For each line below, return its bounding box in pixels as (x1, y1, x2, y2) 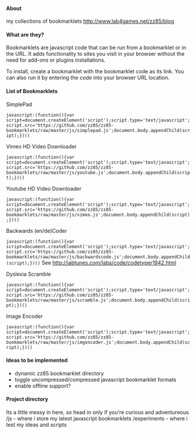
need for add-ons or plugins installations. (6, 56, 106, 64)
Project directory (6, 396, 49, 403)
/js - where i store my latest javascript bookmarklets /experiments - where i (6, 415, 188, 422)
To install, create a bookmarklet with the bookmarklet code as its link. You (6, 68, 184, 75)
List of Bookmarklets (6, 88, 58, 94)
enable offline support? (14, 382, 71, 389)
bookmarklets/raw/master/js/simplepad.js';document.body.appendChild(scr (6, 127, 191, 133)
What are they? (6, 31, 45, 38)
